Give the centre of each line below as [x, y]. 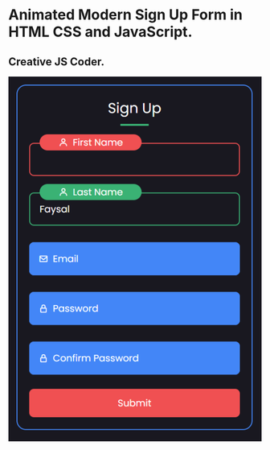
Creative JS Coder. [56, 62]
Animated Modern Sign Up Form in [125, 15]
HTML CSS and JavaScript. [100, 32]
